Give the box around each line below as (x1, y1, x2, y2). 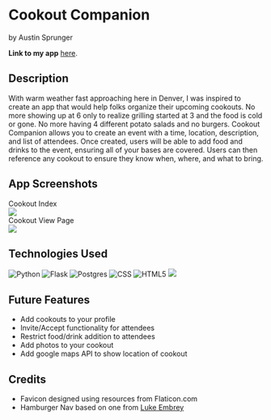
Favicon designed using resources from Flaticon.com (19, 394, 198, 403)
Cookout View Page (8, 215, 74, 225)
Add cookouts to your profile (19, 315, 116, 324)
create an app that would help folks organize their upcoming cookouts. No (8, 101, 256, 111)
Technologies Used (8, 246, 108, 260)
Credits (8, 372, 47, 386)
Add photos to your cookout (19, 341, 114, 350)
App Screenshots (8, 177, 99, 191)
